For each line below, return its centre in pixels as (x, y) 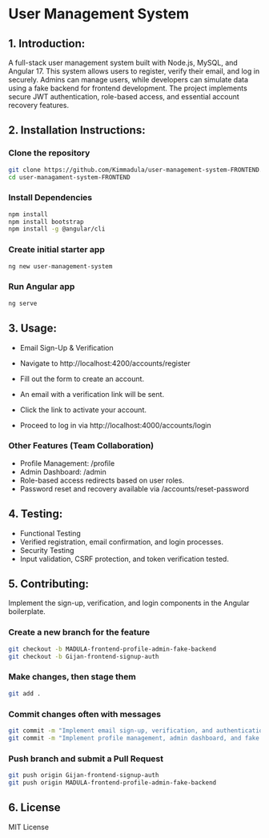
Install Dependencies (50, 198)
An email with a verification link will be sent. (92, 394)
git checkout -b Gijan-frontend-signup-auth (84, 656)
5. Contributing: (49, 584)
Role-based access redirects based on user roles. (102, 480)
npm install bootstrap (46, 222)
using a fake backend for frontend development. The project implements (128, 88)
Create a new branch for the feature (79, 632)
